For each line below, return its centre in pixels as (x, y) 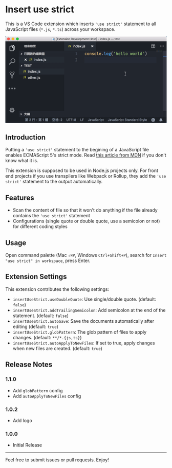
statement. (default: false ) (41, 316)
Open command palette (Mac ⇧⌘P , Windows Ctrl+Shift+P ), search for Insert (86, 255)
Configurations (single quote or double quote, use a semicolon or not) (86, 221)
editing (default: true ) (36, 326)
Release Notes (29, 365)
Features (20, 197)
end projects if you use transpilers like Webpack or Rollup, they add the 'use (86, 176)
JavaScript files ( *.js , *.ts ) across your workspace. (60, 29)
